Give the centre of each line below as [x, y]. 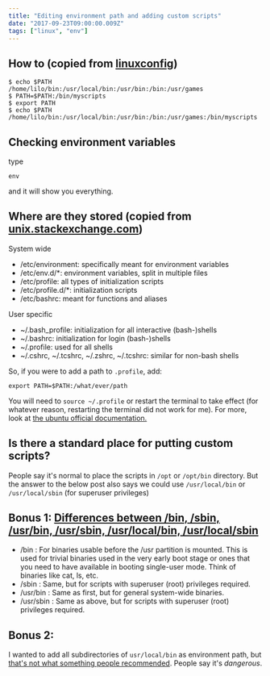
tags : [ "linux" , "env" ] [48, 31]
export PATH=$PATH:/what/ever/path [68, 386]
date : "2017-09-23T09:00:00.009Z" [66, 23]
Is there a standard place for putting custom [121, 443]
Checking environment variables [92, 142]
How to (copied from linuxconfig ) [93, 63]
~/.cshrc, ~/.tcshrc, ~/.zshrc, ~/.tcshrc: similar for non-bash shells [129, 355]
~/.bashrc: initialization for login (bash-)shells [95, 338]
